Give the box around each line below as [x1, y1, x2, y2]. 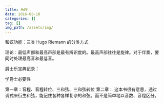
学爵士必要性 [5, 76, 31, 82]
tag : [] [5, 20, 21, 26]
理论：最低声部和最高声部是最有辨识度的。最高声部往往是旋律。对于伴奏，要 [5, 50, 159, 55]
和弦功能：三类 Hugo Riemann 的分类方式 [5, 39, 89, 45]
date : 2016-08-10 [5, 12, 41, 17]
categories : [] [5, 16, 36, 21]
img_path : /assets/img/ [5, 25, 54, 30]
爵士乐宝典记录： [5, 66, 40, 72]
